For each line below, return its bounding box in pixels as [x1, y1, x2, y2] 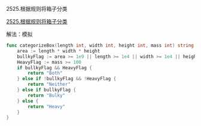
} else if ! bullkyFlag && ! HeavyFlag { [17, 76, 117, 82]
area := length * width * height [17, 48, 100, 54]
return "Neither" [28, 81, 71, 88]
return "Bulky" [28, 92, 66, 99]
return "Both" [28, 70, 63, 76]
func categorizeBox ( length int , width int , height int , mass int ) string [6, 42, 194, 48]
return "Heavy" [28, 103, 66, 109]
